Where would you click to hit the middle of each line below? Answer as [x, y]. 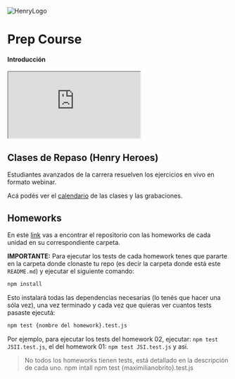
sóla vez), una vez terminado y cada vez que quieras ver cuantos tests [110, 305]
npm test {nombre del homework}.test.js [68, 325]
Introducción [26, 59]
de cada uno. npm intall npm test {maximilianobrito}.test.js [109, 368]
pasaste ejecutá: [31, 312]
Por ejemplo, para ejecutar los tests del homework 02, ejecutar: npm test [113, 339]
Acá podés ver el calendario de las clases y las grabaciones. [95, 196]
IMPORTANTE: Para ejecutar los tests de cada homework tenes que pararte [117, 256]
